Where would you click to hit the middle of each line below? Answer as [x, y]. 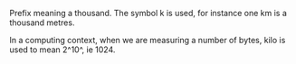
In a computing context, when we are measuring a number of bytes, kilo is [148, 40]
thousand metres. [42, 23]
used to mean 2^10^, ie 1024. [62, 50]
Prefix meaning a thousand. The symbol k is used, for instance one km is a [148, 13]
